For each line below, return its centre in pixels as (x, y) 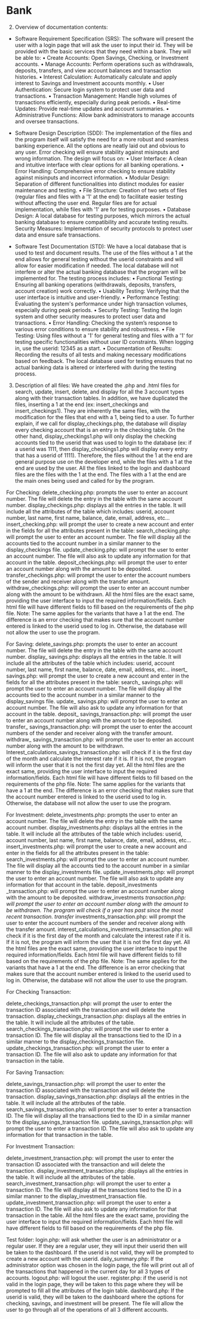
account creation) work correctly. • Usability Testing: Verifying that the (102, 291)
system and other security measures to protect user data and (90, 316)
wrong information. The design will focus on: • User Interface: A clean (101, 158)
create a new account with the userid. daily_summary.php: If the (85, 1259)
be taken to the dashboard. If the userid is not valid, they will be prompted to (100, 1252)
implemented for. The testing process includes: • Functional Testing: (99, 278)
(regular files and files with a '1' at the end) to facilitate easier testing (99, 196)
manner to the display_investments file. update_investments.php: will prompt (100, 872)
